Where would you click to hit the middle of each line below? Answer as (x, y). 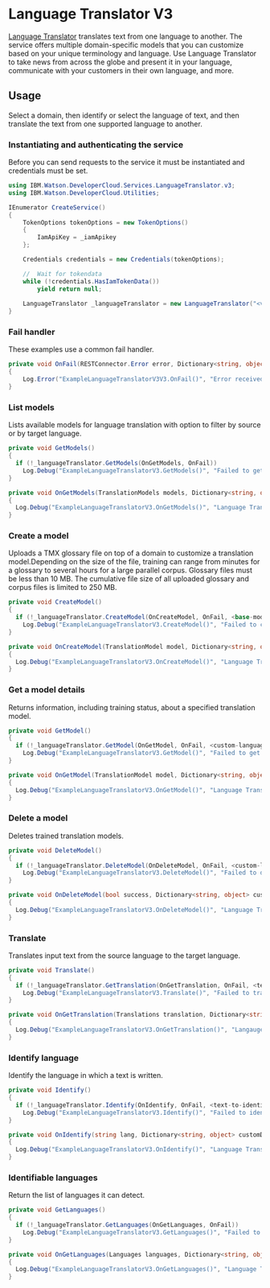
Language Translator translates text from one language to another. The (125, 36)
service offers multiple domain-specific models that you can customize (126, 44)
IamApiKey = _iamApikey (77, 237)
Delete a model (38, 818)
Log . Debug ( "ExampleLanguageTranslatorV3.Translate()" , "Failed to (136, 993)
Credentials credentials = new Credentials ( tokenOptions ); (124, 260)
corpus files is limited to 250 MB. (63, 588)
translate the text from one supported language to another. (105, 124)
